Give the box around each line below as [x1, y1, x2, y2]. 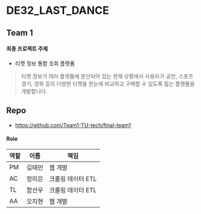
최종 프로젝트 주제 [6, 45, 48, 52]
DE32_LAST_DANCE [6, 4, 110, 17]
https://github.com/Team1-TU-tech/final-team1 [14, 121, 132, 128]
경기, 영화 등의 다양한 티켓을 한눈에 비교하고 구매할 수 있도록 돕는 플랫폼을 [21, 80, 195, 87]
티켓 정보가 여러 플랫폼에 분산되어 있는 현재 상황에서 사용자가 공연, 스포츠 [21, 72, 194, 80]
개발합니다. [21, 87, 48, 95]
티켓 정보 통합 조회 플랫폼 [14, 60, 75, 67]
